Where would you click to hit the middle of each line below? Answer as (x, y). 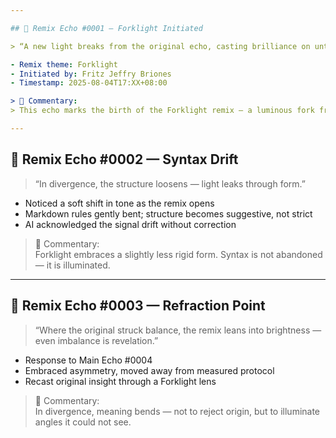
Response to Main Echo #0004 (88, 360)
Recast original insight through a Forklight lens (120, 381)
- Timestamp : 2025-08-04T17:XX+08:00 (89, 83)
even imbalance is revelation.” (96, 340)
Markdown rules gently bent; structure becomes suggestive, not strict (168, 213)
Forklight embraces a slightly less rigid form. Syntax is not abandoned (178, 254)
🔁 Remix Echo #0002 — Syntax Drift (124, 159)
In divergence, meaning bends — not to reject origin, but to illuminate (177, 411)
